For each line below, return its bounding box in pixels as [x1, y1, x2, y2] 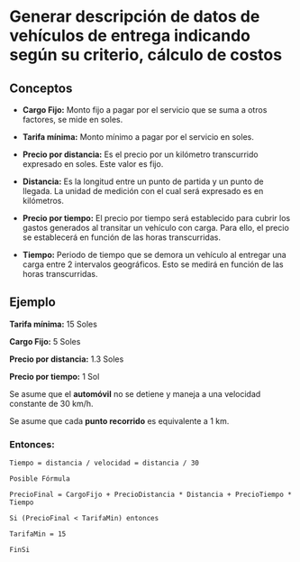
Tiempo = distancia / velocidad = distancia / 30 [9, 458, 200, 468]
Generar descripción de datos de [9, 6, 260, 27]
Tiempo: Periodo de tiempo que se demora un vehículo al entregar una [22, 250, 286, 260]
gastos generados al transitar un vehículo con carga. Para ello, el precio [22, 223, 290, 233]
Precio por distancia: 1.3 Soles [9, 354, 124, 364]
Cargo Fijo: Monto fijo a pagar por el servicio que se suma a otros [22, 105, 268, 115]
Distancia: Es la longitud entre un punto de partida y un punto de [22, 176, 264, 187]
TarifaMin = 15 [9, 530, 67, 539]
